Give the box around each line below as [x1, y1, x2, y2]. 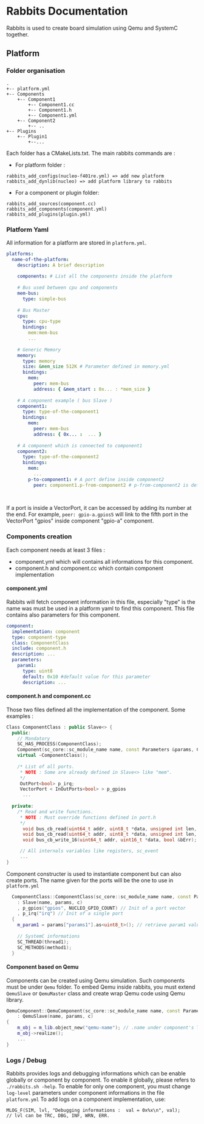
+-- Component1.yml [28, 112, 78, 118]
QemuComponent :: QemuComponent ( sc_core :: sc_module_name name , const [6, 1007, 181, 1014]
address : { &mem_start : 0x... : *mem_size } [33, 386, 151, 392]
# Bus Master [17, 307, 50, 313]
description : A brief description [17, 262, 104, 268]
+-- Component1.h [28, 107, 72, 113]
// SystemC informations [17, 933, 80, 939]
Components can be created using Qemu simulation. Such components [6, 977, 185, 984]
